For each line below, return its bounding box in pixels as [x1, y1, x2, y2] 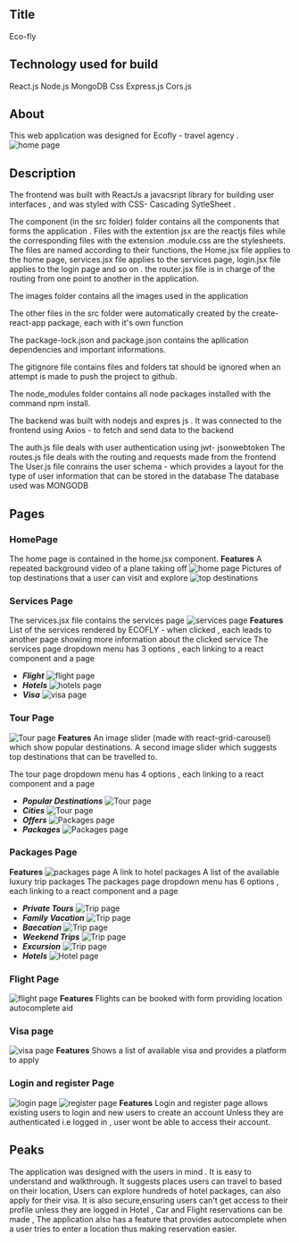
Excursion [21, 941, 61, 951]
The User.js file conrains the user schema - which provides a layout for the [9, 461, 284, 473]
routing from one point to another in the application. [9, 273, 199, 285]
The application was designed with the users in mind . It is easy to [9, 1166, 252, 1177]
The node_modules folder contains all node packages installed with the [9, 388, 271, 399]
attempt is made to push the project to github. [9, 371, 178, 382]
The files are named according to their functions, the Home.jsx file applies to [9, 245, 291, 256]
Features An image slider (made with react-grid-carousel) [57, 732, 271, 743]
